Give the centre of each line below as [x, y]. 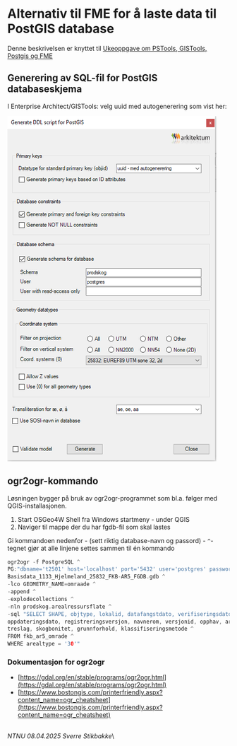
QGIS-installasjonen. [37, 506]
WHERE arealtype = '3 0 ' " [44, 644]
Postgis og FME [30, 56]
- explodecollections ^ [41, 599]
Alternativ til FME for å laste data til [112, 14]
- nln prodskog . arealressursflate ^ [60, 607]
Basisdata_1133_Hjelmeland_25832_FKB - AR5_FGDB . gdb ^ [86, 577]
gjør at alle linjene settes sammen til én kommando [101, 548]
